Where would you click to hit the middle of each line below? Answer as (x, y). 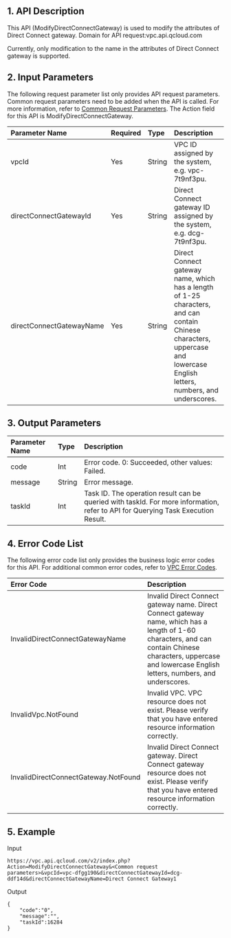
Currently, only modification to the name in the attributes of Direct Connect (113, 48)
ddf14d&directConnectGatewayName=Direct (66, 879)
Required (126, 133)
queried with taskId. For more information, (151, 502)
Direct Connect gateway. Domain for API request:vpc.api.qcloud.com (105, 35)
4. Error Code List (45, 543)
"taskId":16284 (41, 923)
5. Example (31, 832)
